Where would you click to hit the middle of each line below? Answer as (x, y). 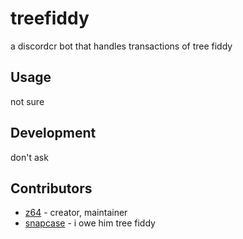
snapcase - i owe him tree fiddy (90, 223)
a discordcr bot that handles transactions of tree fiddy (121, 46)
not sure (27, 101)
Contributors (51, 188)
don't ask (29, 157)
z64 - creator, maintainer (76, 213)
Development (53, 133)
